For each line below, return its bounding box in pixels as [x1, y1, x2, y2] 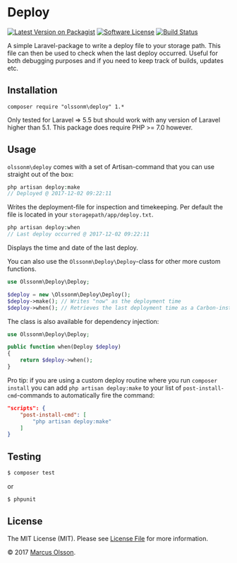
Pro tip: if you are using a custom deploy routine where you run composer [7, 376, 217, 384]
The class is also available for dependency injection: [7, 317, 159, 325]
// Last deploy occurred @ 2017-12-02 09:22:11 [7, 231, 150, 238]
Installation [7, 84, 58, 96]
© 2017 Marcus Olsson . [7, 547, 76, 556]
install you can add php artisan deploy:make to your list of [7, 383, 182, 392]
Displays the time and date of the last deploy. [7, 243, 139, 252]
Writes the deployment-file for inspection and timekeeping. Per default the [7, 203, 224, 211]
